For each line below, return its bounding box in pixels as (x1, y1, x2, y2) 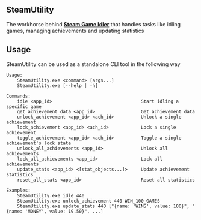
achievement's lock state (6, 140, 71, 146)
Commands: (6, 93, 31, 99)
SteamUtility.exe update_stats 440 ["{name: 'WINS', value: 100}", (17, 203, 190, 209)
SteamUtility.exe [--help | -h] (17, 82, 98, 89)
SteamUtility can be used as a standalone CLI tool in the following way (6, 60, 181, 68)
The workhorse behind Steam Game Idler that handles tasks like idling (6, 20, 181, 28)
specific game (6, 103, 42, 110)
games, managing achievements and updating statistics (6, 27, 144, 34)
